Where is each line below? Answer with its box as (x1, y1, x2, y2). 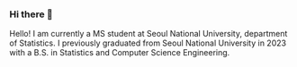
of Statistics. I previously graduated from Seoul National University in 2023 (9, 38, 286, 48)
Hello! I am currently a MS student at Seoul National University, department (9, 29, 288, 39)
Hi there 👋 (9, 8, 54, 21)
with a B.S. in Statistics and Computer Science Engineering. (9, 47, 230, 58)
